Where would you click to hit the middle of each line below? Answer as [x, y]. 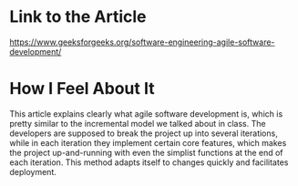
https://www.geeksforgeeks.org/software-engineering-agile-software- [142, 42]
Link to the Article [78, 17]
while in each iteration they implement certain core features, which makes [148, 142]
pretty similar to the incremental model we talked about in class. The [138, 123]
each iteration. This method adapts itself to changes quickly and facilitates [149, 162]
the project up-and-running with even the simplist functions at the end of [147, 152]
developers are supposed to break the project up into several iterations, [144, 133]
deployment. [33, 171]
